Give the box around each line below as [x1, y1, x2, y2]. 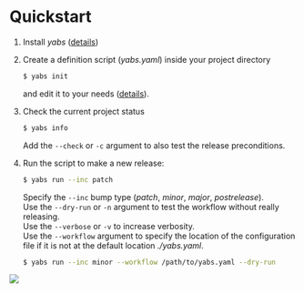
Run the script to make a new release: [22, 157, 165, 168]
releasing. [22, 211, 61, 222]
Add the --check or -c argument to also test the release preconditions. [22, 139, 286, 151]
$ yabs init [22, 71, 68, 81]
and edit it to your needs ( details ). [22, 88, 150, 99]
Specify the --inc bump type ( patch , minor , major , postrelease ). [22, 191, 264, 202]
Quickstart [9, 6, 93, 27]
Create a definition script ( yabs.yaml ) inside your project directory [22, 54, 271, 65]
